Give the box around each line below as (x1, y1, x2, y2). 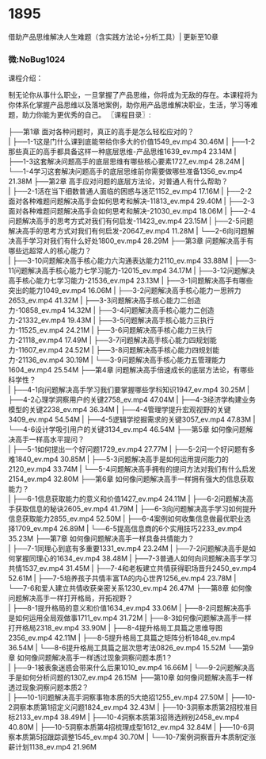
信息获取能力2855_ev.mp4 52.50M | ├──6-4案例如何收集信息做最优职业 (8, 514, 245, 524)
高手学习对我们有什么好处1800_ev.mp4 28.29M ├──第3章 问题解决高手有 (14, 236, 254, 246)
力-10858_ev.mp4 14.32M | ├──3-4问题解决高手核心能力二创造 (8, 306, 215, 315)
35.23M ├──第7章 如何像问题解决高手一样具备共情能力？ (8, 534, 195, 544)
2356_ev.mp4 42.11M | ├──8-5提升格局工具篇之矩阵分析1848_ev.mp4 (8, 633, 236, 643)
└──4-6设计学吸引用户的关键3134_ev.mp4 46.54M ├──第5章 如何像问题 (8, 425, 247, 434)
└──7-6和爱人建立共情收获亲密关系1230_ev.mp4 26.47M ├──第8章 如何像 (8, 584, 252, 593)
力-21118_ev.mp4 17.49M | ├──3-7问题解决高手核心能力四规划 (8, 335, 210, 345)
